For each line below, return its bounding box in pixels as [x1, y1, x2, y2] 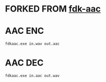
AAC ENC [5, 26, 44, 37]
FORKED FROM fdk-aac [5, 3, 101, 14]
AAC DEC [5, 57, 44, 68]
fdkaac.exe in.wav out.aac [5, 41, 60, 46]
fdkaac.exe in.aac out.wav [5, 73, 60, 78]
